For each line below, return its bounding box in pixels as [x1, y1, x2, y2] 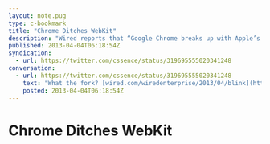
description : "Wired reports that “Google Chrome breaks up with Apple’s [8, 34, 261, 43]
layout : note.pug [8, 11, 67, 20]
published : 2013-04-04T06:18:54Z [8, 42, 121, 50]
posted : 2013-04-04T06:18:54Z [22, 86, 125, 95]
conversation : [8, 64, 56, 72]
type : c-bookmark [8, 19, 67, 27]
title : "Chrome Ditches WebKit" [8, 27, 117, 35]
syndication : [8, 49, 52, 57]
